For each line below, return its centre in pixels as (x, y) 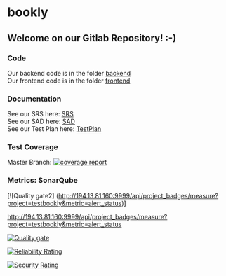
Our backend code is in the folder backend (69, 73)
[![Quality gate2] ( (33, 195)
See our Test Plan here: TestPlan (54, 129)
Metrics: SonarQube (43, 181)
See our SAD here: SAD (41, 122)
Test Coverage (33, 147)
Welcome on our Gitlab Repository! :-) (92, 38)
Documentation (34, 99)
